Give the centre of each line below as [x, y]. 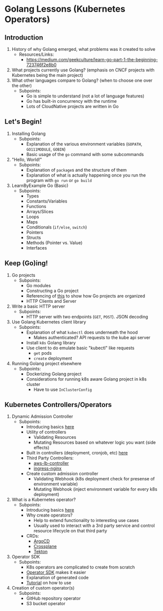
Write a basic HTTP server [38, 306]
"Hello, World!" [27, 159]
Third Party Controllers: [50, 458]
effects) [41, 448]
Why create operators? [49, 515]
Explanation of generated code [58, 578]
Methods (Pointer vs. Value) [54, 243]
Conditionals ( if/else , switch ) [57, 227]
